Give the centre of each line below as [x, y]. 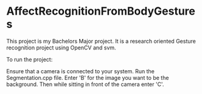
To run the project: [30, 59]
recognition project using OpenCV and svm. [61, 48]
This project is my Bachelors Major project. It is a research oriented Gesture [101, 41]
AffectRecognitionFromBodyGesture [101, 11]
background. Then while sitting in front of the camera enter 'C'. [85, 84]
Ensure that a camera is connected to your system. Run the [81, 71]
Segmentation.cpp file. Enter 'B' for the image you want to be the [88, 78]
